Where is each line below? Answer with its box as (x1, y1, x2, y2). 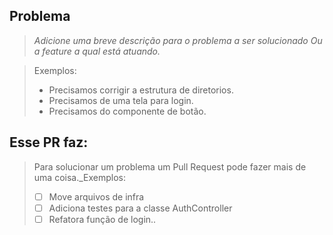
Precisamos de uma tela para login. (48, 94, 194, 106)
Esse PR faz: (9, 134, 89, 151)
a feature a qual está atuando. (33, 45, 161, 57)
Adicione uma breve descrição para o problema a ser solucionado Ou (33, 34, 323, 46)
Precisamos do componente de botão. (48, 105, 207, 117)
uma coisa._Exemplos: (33, 171, 127, 183)
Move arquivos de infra (48, 190, 145, 203)
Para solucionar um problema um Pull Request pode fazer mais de (33, 160, 307, 173)
